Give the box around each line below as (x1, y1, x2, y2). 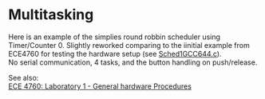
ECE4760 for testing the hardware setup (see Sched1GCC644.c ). (8, 49, 222, 58)
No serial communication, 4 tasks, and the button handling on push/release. (8, 57, 258, 67)
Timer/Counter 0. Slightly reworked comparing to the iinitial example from (8, 40, 250, 49)
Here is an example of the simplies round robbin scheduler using (8, 32, 221, 42)
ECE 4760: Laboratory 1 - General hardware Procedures (8, 81, 192, 91)
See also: (8, 73, 39, 82)
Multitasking (8, 6, 94, 24)
